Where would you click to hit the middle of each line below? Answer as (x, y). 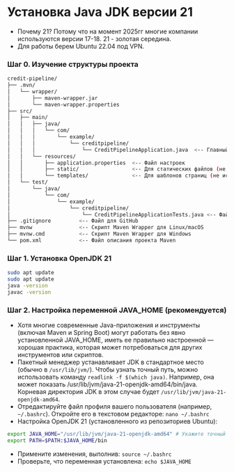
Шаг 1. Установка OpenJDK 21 (60, 258)
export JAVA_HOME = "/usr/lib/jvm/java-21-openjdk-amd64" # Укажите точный (117, 434)
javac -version (29, 292)
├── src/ (20, 111)
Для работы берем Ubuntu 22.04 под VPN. (81, 46)
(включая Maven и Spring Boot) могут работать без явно (101, 333)
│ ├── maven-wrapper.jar (53, 98)
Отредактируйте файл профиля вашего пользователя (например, (115, 407)
